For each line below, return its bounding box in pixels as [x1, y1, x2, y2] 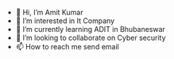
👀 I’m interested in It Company [15, 16, 115, 26]
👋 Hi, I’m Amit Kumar [15, 8, 83, 17]
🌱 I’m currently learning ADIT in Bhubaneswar [15, 25, 165, 33]
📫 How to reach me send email [15, 42, 119, 51]
